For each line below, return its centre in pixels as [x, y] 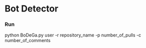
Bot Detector [31, 9]
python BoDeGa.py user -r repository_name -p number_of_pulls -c [73, 35]
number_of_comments [28, 40]
